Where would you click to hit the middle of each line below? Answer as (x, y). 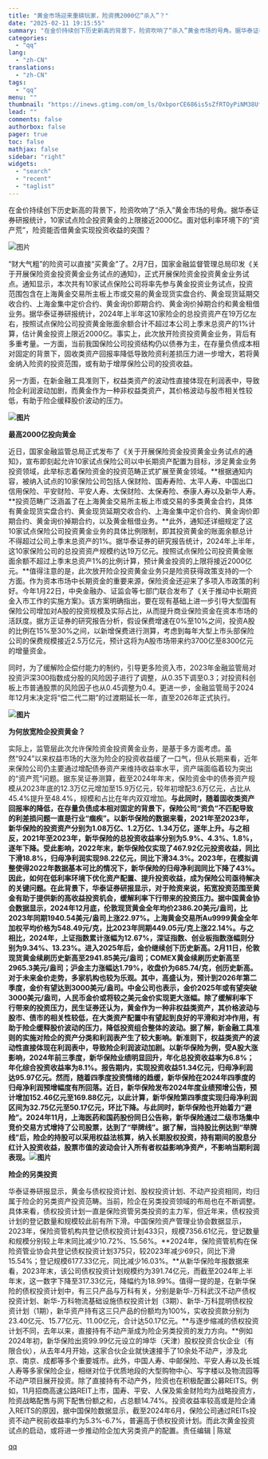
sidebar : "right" (37, 156)
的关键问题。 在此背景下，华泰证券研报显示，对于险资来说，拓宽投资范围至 (130, 888)
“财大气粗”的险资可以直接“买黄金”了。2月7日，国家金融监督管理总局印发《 (130, 263)
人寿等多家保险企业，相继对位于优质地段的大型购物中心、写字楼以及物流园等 (134, 1370)
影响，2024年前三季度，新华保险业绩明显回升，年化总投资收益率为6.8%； (131, 1057)
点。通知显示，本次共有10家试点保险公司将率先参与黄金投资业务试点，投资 (131, 283)
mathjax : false (33, 149)
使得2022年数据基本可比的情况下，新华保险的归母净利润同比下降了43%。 (137, 868)
